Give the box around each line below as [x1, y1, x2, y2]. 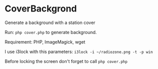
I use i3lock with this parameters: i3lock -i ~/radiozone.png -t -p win [5, 48, 153, 54]
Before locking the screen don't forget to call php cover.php [5, 58, 128, 64]
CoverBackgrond [5, 3, 77, 14]
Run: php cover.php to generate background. [5, 29, 97, 35]
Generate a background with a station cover [5, 19, 96, 25]
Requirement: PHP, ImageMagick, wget [5, 38, 86, 45]
